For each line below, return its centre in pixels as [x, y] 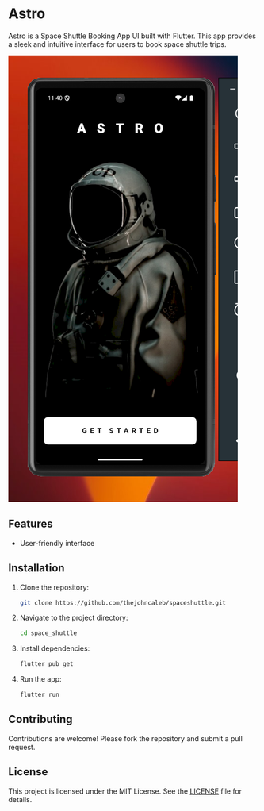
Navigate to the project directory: [74, 618]
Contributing [40, 719]
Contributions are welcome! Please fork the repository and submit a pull [126, 738]
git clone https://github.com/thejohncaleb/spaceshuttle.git [123, 603]
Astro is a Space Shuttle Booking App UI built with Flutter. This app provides [132, 36]
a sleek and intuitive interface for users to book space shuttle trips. [118, 44]
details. [20, 799]
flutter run [39, 695]
